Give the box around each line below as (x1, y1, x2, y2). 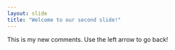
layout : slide (7, 10, 48, 17)
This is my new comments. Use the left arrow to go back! (7, 35, 168, 43)
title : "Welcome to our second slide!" (7, 16, 121, 23)
